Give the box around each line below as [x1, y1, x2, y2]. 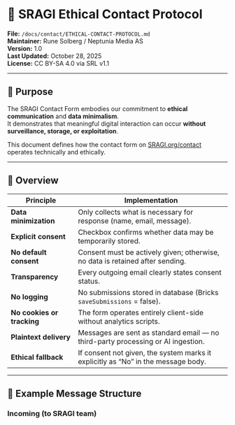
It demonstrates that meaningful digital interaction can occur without [7, 119, 206, 128]
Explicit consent [10, 231, 66, 241]
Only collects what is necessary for [78, 207, 194, 217]
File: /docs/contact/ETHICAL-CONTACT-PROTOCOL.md [7, 29, 150, 38]
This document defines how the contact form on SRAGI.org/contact [7, 140, 201, 149]
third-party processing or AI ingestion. [78, 336, 205, 346]
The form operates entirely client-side [78, 308, 204, 317]
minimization [10, 216, 55, 226]
